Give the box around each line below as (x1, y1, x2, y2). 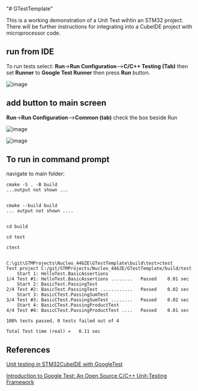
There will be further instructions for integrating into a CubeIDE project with (6, 23, 193, 30)
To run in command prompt (6, 154, 110, 165)
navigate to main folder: (6, 170, 65, 177)
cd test (6, 234, 26, 240)
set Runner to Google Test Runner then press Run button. (6, 69, 151, 76)
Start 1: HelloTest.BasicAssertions (17, 271, 109, 277)
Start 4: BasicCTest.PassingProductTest (17, 302, 119, 308)
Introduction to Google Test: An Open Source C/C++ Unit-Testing (6, 372, 167, 380)
